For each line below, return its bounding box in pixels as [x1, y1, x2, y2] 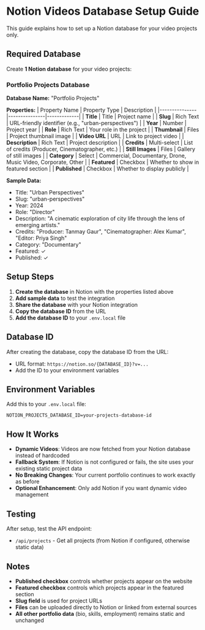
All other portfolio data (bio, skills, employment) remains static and [15, 610, 185, 617]
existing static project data [15, 465, 83, 472]
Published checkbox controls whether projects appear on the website [15, 577, 193, 585]
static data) [15, 544, 44, 551]
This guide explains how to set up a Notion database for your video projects [6, 25, 198, 32]
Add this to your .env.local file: [6, 401, 87, 408]
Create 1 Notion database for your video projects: [6, 65, 132, 72]
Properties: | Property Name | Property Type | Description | [6, 106, 157, 114]
